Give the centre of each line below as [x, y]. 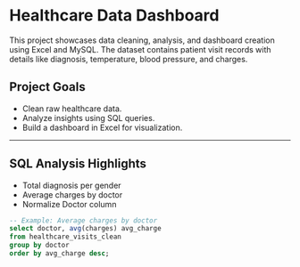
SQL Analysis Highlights [78, 164]
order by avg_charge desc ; [59, 254]
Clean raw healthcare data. [72, 109]
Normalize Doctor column [69, 204]
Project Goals [48, 87]
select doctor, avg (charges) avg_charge [86, 229]
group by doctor [39, 246]
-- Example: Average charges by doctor [83, 220]
